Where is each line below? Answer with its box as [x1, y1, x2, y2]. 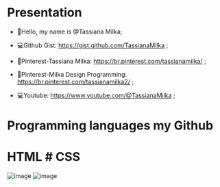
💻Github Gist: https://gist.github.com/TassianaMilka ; [16, 41, 169, 49]
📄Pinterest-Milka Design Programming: [16, 70, 127, 78]
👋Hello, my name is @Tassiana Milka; [16, 27, 123, 36]
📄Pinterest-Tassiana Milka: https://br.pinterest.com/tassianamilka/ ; [16, 57, 207, 65]
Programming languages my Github [7, 118, 214, 134]
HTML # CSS [7, 149, 81, 165]
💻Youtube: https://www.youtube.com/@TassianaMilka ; [16, 91, 176, 99]
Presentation [7, 5, 82, 21]
